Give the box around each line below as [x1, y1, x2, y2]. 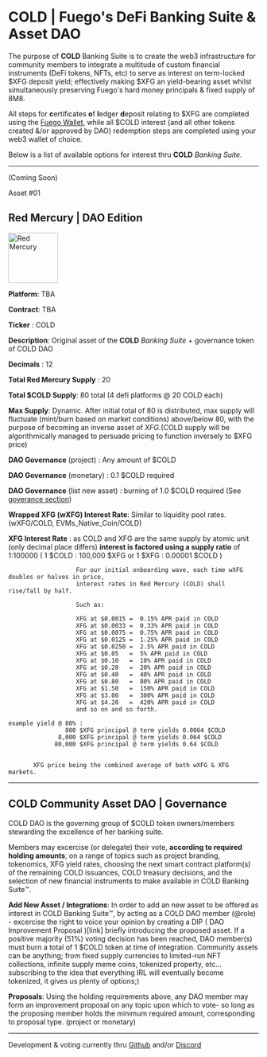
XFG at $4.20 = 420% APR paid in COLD [75, 698, 215, 707]
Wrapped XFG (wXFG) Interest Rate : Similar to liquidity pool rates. [8, 510, 226, 519]
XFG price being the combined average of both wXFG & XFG [33, 761, 229, 769]
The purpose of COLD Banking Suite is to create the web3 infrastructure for [8, 51, 256, 61]
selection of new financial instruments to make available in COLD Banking [8, 876, 250, 886]
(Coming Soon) [8, 172, 58, 182]
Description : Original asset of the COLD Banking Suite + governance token [8, 335, 254, 345]
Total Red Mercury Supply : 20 [8, 374, 111, 384]
